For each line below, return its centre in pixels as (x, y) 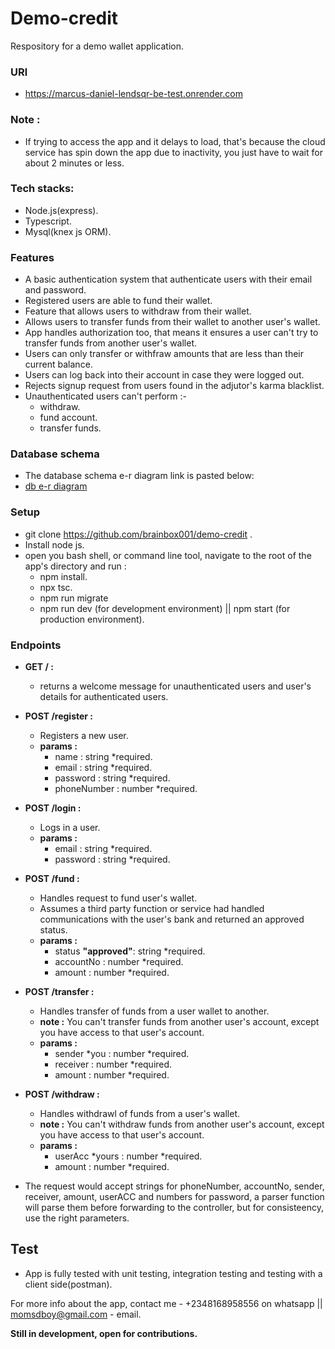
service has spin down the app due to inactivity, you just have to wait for (173, 152)
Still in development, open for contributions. (104, 1333)
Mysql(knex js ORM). (68, 231)
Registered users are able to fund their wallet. (118, 301)
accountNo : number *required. (119, 962)
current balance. (58, 364)
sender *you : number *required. (122, 1054)
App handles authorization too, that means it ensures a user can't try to (171, 333)
